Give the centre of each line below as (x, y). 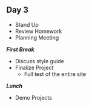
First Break (20, 49)
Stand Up (27, 24)
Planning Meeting (37, 37)
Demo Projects (34, 97)
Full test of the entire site (55, 74)
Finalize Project (34, 67)
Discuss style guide (40, 61)
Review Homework (38, 31)
